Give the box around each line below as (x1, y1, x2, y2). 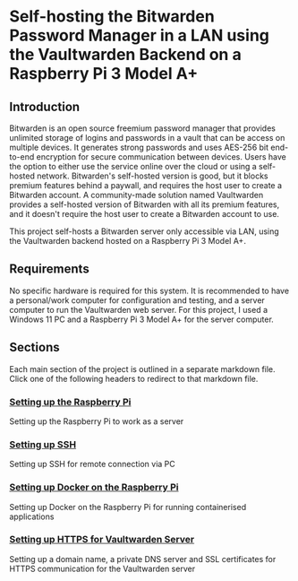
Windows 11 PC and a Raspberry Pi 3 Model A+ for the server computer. (9, 314, 275, 325)
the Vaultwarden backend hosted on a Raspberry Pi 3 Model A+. (9, 236, 246, 246)
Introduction (9, 99, 81, 114)
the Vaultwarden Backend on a (9, 45, 242, 65)
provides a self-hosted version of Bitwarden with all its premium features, (9, 199, 280, 210)
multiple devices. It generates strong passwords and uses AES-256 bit (9, 142, 269, 152)
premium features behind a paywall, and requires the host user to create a (9, 180, 283, 190)
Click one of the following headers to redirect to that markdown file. (9, 373, 259, 384)
